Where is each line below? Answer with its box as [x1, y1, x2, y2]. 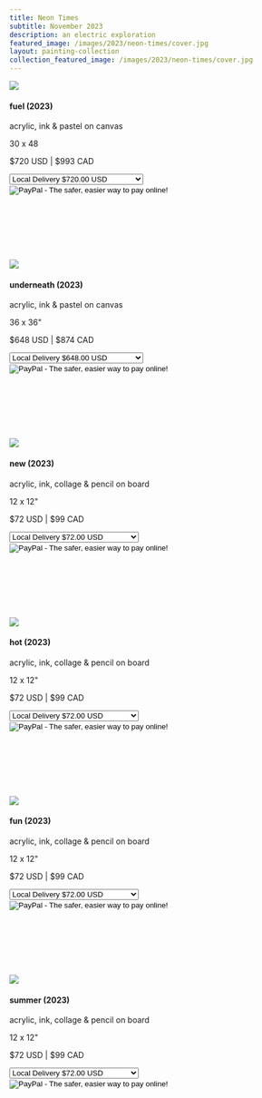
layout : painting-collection [9, 47, 120, 56]
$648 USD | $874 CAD [9, 335, 94, 346]
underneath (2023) [9, 279, 83, 290]
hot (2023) [9, 637, 52, 648]
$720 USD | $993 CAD [9, 156, 94, 167]
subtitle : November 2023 [9, 22, 103, 31]
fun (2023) [9, 816, 52, 827]
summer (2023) [9, 995, 71, 1005]
